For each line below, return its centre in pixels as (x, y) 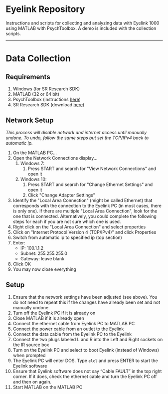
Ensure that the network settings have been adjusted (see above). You (85, 297)
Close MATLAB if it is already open (48, 318)
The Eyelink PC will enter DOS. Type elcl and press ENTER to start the (85, 361)
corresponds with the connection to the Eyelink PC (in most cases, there (87, 205)
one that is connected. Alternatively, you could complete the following (84, 216)
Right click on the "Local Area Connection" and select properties (79, 227)
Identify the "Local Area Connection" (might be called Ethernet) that (83, 200)
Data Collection (38, 59)
